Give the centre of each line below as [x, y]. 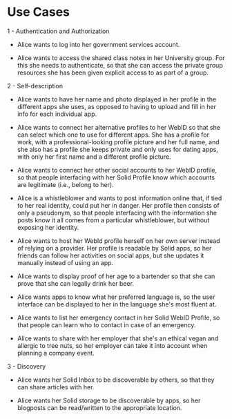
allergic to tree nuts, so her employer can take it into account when [112, 345]
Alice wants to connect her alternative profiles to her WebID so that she [119, 127]
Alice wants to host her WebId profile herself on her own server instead [118, 241]
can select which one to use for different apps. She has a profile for [113, 135]
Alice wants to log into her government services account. [98, 44]
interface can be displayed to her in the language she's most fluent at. [117, 304]
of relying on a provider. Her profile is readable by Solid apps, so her [114, 248]
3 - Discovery [27, 366]
